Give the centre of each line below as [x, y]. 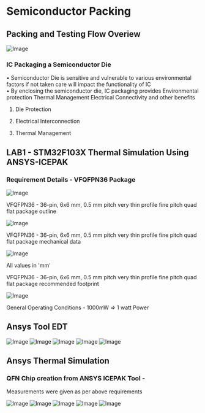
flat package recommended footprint [53, 284]
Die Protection [33, 109]
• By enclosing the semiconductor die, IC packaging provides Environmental [102, 91]
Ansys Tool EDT [37, 327]
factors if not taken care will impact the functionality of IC [79, 85]
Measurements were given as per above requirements [74, 392]
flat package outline [32, 211]
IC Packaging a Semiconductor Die [59, 64]
